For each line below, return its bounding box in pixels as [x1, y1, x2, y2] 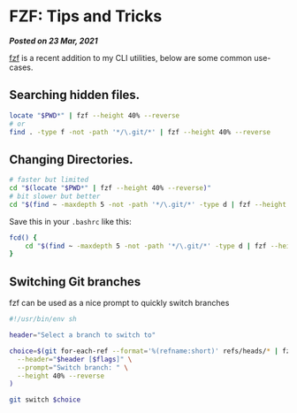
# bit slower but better [9, 192, 101, 201]
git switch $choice [9, 395, 81, 404]
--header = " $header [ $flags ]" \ [17, 355, 133, 363]
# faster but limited [9, 175, 89, 185]
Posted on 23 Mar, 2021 [9, 35, 98, 46]
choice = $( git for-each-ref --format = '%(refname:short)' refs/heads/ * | [9, 347, 278, 356]
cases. [9, 62, 34, 73]
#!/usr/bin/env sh [9, 315, 77, 324]
